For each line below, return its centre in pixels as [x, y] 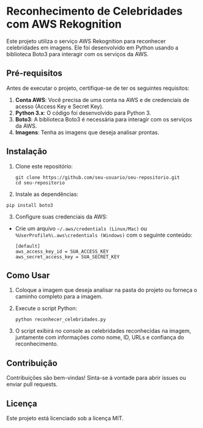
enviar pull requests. [32, 384]
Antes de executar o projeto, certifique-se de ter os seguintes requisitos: [98, 88]
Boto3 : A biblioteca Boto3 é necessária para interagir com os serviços [104, 119]
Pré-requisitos [35, 74]
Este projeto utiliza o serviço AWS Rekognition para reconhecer [86, 41]
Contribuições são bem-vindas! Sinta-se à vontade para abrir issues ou [96, 378]
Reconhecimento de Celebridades [94, 11]
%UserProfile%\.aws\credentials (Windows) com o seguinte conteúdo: [104, 235]
